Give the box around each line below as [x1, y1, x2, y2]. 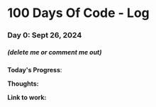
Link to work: [7, 94, 47, 102]
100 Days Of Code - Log [7, 5, 150, 21]
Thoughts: [7, 79, 39, 88]
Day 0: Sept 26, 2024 [7, 30, 82, 40]
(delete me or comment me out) [7, 47, 102, 56]
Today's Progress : [7, 66, 62, 74]
